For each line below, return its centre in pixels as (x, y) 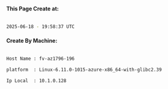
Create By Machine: (32, 40)
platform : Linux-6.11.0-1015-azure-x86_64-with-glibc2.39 (84, 70)
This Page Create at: (33, 9)
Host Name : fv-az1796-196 (40, 59)
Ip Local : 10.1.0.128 (37, 81)
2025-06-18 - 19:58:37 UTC (40, 27)
